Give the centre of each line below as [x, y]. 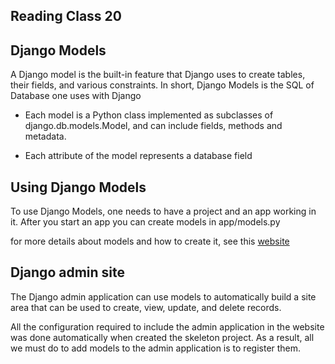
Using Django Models [78, 187]
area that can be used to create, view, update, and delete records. [146, 307]
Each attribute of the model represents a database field [138, 156]
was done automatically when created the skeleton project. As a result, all [162, 337]
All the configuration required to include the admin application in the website [167, 326]
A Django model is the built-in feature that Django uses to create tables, [158, 75]
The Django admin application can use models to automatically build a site [163, 296]
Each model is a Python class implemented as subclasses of [149, 115]
